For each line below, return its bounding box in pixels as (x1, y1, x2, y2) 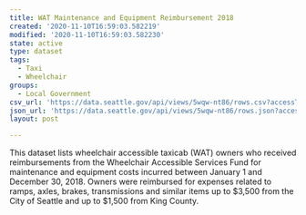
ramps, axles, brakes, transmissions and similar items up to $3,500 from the (9, 186, 294, 197)
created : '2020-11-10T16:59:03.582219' (9, 22, 161, 31)
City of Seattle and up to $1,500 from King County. (9, 196, 199, 207)
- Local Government (17, 89, 92, 98)
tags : (9, 55, 30, 64)
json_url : (9, 106, 47, 115)
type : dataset (9, 47, 64, 56)
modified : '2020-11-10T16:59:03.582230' (9, 30, 166, 39)
